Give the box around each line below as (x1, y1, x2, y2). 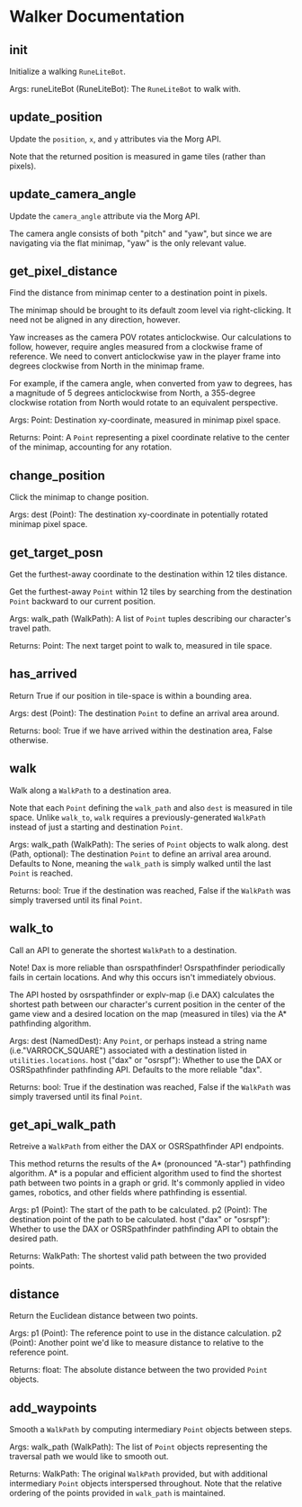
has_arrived (9, 667, 78, 682)
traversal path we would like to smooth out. (9, 1450, 169, 1461)
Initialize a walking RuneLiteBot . (9, 66, 126, 77)
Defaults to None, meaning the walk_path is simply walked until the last (9, 858, 271, 868)
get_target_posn (9, 545, 103, 560)
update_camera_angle (9, 186, 137, 202)
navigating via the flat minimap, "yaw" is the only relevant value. (9, 237, 247, 249)
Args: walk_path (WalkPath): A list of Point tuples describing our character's (9, 613, 292, 624)
